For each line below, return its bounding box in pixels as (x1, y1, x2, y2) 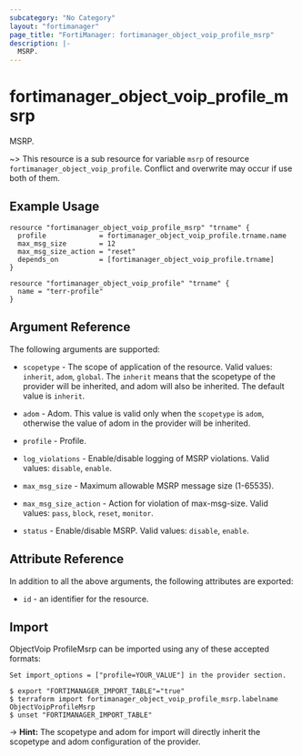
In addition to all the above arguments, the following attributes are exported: (9, 575, 294, 587)
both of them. (9, 173, 61, 184)
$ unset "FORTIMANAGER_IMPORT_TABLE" (9, 711, 153, 720)
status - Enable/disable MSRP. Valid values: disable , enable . (22, 525, 250, 536)
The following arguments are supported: (9, 343, 161, 355)
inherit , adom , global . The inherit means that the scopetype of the (22, 370, 276, 382)
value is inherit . (22, 390, 86, 401)
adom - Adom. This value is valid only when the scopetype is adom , (22, 408, 265, 418)
